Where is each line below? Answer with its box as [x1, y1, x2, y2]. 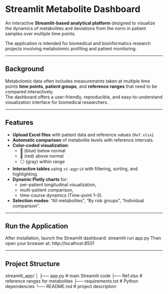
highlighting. [12, 171, 38, 177]
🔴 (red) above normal [19, 153, 64, 159]
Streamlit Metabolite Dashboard [5, 3, 141, 15]
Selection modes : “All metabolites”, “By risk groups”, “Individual [12, 197, 144, 203]
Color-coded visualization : [12, 142, 69, 148]
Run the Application [5, 222, 68, 230]
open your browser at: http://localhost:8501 [5, 241, 94, 247]
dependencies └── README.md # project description [5, 284, 116, 290]
